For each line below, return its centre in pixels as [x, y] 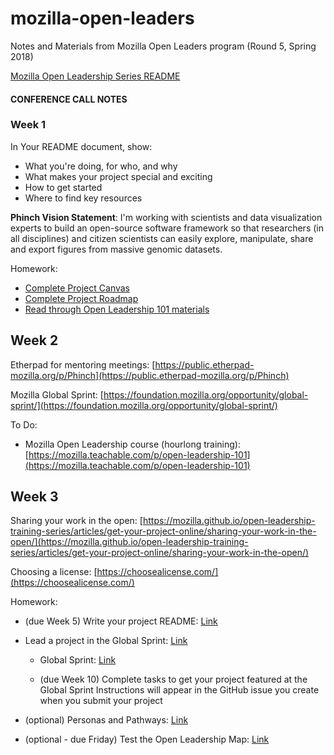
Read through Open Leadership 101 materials [117, 309]
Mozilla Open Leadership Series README [95, 76]
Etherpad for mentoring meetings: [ [83, 364]
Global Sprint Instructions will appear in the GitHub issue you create [179, 690]
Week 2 [34, 340]
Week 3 [34, 497]
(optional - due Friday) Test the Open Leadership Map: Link [147, 739]
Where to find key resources [83, 198]
